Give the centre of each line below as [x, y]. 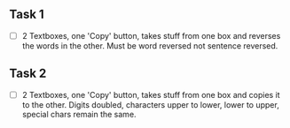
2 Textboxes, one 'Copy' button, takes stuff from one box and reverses [151, 35]
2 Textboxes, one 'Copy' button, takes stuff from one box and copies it [151, 94]
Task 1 [27, 15]
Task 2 [28, 74]
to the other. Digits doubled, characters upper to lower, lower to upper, [150, 104]
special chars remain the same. [79, 114]
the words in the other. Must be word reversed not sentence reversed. [150, 45]
